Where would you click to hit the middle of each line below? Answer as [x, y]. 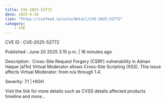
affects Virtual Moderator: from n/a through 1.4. [53, 72]
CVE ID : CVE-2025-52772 [32, 42]
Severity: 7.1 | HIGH [25, 82]
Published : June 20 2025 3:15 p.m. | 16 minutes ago [59, 52]
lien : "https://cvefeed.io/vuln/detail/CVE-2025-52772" [64, 19]
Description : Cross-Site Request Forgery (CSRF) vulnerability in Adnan [78, 61]
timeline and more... [26, 97]
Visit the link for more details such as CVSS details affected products [75, 91]
